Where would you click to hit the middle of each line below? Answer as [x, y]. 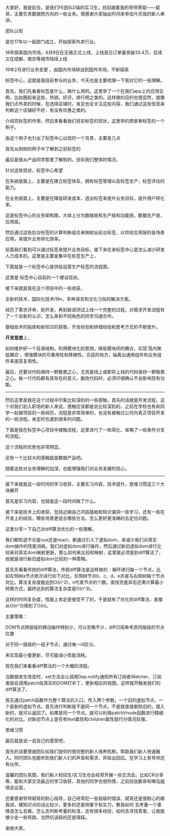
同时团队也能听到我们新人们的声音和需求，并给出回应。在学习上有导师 [87, 758]
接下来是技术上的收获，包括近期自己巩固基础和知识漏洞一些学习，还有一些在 [85, 512]
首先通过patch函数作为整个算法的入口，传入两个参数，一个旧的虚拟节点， [82, 700]
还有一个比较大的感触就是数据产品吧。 [45, 458]
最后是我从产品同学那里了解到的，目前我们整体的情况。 [63, 159]
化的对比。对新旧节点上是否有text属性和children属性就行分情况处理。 [77, 719]
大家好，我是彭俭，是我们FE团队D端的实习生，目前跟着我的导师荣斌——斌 [83, 7]
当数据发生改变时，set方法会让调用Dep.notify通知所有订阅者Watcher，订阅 [83, 677]
